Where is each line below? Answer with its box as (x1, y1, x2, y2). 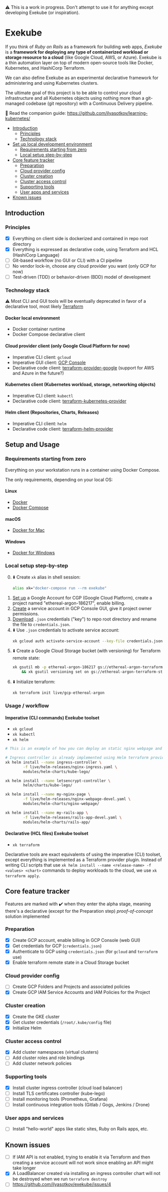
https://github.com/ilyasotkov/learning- (67, 110, 148, 116)
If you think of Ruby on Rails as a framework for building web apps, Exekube (5, 44, 162, 50)
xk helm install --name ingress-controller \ (5, 759, 101, 765)
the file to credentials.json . (12, 621, 71, 627)
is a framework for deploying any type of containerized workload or (5, 49, 148, 55)
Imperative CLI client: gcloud (12, 354, 71, 360)
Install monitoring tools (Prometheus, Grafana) (12, 1096, 108, 1102)
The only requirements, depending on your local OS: (5, 476, 113, 483)
